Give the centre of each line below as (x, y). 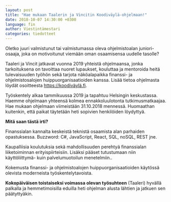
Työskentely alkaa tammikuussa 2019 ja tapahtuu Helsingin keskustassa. (82, 95)
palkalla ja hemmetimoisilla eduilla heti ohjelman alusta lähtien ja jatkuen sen (86, 188)
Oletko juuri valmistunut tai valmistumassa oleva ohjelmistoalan (72, 48)
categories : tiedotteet (31, 34)
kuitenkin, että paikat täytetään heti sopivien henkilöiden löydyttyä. (75, 111)
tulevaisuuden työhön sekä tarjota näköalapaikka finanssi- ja (69, 74)
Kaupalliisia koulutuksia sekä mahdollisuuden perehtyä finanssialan (76, 147)
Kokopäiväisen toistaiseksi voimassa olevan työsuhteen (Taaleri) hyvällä (83, 183)
